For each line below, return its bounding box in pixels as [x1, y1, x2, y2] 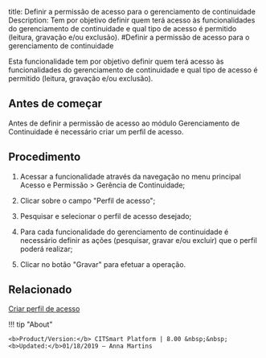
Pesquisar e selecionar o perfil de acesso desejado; [19, 211, 192, 220]
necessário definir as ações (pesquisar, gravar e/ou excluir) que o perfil [19, 235, 257, 245]
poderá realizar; [19, 244, 73, 253]
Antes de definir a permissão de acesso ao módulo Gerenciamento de [8, 118, 240, 128]
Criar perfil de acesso [8, 304, 80, 314]
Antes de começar [8, 97, 103, 111]
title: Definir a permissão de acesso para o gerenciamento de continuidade [8, 7, 256, 16]
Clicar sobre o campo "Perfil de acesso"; [19, 195, 156, 205]
